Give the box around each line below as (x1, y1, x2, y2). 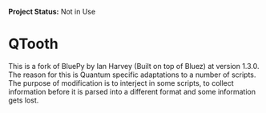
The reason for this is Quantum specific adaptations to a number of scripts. (8, 70, 256, 79)
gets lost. (8, 95, 39, 105)
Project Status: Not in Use (8, 7, 96, 16)
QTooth (8, 35, 58, 53)
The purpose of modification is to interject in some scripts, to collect (8, 78, 234, 87)
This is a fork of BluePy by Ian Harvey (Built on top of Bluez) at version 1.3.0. (8, 61, 260, 71)
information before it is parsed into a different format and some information (8, 87, 256, 96)
